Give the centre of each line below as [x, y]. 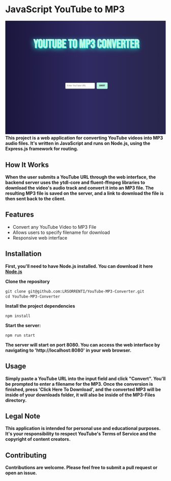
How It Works [27, 165]
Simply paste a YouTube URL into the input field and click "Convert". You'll [85, 379]
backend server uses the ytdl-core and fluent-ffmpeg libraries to [75, 182]
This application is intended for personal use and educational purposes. [83, 429]
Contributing [26, 455]
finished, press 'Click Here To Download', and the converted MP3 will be [83, 389]
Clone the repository [27, 281]
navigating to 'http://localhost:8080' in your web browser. [68, 350]
